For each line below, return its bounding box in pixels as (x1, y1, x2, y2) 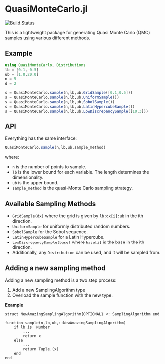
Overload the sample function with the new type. (12, 292, 113, 298)
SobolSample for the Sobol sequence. (12, 229, 88, 235)
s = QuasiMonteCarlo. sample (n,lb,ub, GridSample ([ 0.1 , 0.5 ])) (5, 90, 133, 95)
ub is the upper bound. (12, 180, 59, 186)
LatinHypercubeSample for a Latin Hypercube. (12, 234, 105, 240)
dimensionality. (12, 174, 44, 180)
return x (23, 333, 41, 338)
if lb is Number (14, 325, 50, 330)
